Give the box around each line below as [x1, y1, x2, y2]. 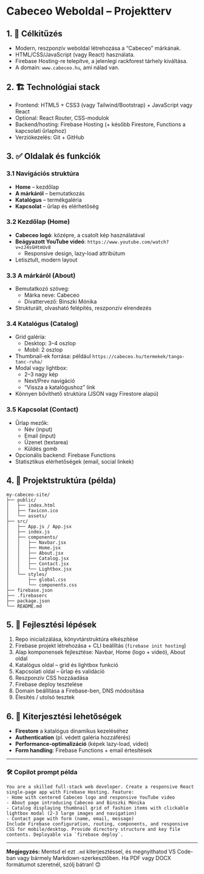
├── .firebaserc [6, 592, 47, 598]
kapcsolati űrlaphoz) [15, 127, 67, 134]
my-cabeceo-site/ [6, 492, 50, 498]
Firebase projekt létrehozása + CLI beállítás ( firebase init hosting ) [15, 642, 186, 649]
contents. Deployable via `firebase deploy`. [6, 832, 123, 838]
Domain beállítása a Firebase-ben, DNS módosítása [15, 687, 144, 694]
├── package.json [6, 598, 50, 604]
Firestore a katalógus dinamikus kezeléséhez [15, 727, 129, 735]
